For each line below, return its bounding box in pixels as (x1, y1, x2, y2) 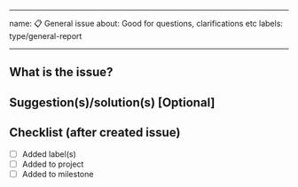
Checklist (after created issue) (9, 125, 181, 140)
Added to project (21, 159, 84, 169)
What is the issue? (9, 65, 114, 80)
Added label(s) (21, 148, 77, 160)
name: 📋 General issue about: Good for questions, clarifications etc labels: (9, 19, 284, 28)
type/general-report (9, 31, 82, 41)
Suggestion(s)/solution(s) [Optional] (9, 95, 216, 110)
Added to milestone (21, 168, 94, 179)
